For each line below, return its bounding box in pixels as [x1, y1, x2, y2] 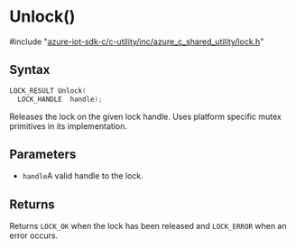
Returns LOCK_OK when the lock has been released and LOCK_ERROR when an [9, 221, 287, 232]
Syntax [9, 62, 51, 78]
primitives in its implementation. [9, 120, 128, 132]
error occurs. [9, 230, 59, 241]
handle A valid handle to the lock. [22, 170, 144, 181]
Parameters [9, 146, 77, 161]
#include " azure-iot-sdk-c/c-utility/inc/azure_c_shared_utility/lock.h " [9, 36, 264, 47]
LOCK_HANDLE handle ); [17, 95, 103, 104]
